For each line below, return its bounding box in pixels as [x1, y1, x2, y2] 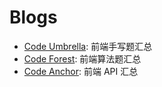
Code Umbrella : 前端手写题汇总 [23, 40, 153, 52]
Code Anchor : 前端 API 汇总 [23, 65, 139, 77]
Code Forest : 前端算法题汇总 [23, 52, 142, 65]
